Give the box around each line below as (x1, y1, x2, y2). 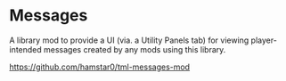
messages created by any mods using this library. (43, 44, 226, 54)
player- (250, 35, 278, 45)
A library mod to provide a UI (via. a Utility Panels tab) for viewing (9, 35, 249, 45)
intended (9, 44, 42, 54)
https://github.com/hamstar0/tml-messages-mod (9, 61, 190, 72)
